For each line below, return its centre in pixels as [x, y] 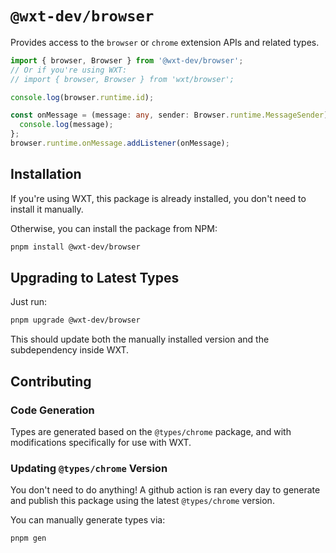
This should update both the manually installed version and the [140, 339]
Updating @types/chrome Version [89, 468]
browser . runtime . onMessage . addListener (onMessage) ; [120, 143]
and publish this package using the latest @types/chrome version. [142, 501]
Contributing [51, 381]
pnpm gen [28, 538]
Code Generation [52, 410]
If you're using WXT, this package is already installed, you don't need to [158, 198]
